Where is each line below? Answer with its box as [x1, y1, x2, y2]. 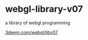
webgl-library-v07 [5, 3, 83, 15]
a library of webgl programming [5, 20, 70, 26]
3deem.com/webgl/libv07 [5, 29, 58, 35]
